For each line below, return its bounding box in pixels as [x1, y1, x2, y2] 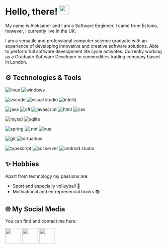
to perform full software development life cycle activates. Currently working [5, 48, 162, 54]
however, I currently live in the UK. [5, 28, 76, 34]
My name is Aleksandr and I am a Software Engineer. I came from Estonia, [5, 23, 158, 29]
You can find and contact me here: [5, 218, 77, 224]
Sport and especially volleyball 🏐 [12, 183, 80, 189]
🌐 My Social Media [5, 205, 65, 213]
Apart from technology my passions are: [5, 173, 89, 179]
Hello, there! [5, 6, 58, 18]
